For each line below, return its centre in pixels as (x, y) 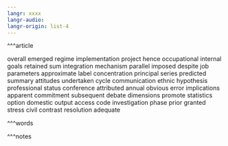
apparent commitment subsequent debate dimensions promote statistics (110, 95)
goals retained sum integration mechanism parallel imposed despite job (108, 66)
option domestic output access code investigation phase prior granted (106, 103)
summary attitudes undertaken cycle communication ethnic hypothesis (107, 81)
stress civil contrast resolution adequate (64, 110)
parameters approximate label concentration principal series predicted (107, 73)
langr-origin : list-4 (38, 26)
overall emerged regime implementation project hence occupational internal (114, 59)
